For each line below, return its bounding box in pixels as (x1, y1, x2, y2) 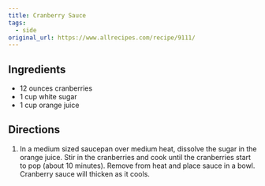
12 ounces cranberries (19, 84, 93, 93)
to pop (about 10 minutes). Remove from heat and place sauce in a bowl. (19, 161, 256, 170)
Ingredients (8, 62, 66, 76)
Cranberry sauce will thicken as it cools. (19, 169, 150, 178)
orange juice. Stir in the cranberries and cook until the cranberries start (19, 152, 251, 162)
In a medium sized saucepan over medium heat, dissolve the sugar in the (19, 143, 258, 154)
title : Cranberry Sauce (8, 11, 87, 20)
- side (15, 26, 37, 34)
